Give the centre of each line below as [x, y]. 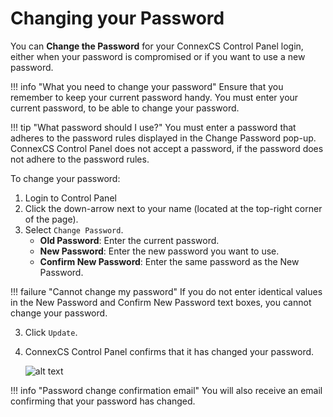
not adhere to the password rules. [80, 159]
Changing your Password [117, 18]
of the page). [51, 219]
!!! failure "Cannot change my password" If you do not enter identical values [166, 291]
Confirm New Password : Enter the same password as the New [169, 261]
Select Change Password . [74, 229]
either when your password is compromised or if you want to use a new [158, 56]
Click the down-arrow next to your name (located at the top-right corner [173, 208]
